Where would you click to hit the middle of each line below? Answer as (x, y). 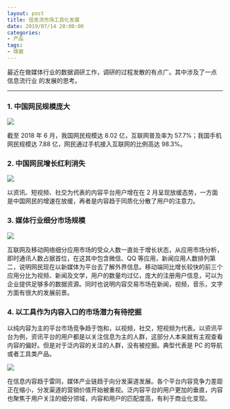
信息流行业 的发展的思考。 (44, 80)
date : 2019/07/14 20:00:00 (46, 26)
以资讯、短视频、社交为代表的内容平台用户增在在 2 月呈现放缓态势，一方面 (113, 193)
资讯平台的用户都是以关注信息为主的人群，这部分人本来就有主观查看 (127, 337)
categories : (24, 33)
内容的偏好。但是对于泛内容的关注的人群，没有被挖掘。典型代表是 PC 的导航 (115, 345)
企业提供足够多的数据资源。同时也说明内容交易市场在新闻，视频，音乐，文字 (115, 284)
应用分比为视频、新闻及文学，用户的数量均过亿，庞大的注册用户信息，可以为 (115, 275)
